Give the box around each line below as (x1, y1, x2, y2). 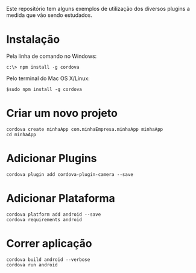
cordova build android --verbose (6, 256, 90, 263)
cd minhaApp (6, 131, 36, 137)
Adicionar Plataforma (6, 192, 116, 205)
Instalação (6, 33, 60, 46)
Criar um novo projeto (6, 107, 118, 120)
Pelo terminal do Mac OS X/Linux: (6, 75, 90, 82)
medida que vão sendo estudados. (6, 11, 92, 19)
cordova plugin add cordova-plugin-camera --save (6, 171, 134, 177)
